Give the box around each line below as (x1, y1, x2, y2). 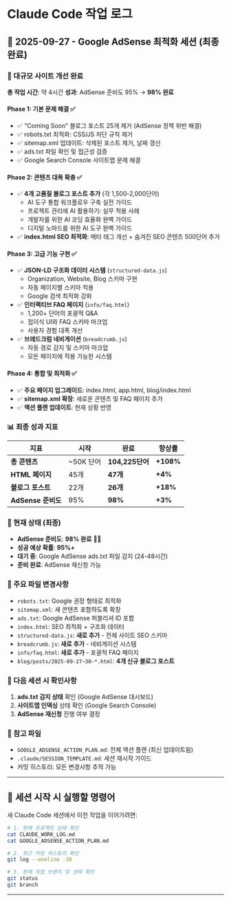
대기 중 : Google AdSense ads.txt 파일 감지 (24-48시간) (16, 552, 168, 561)
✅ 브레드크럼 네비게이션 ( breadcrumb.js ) (16, 335, 127, 343)
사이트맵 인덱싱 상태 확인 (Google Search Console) (16, 701, 157, 709)
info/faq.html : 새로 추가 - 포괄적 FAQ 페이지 (16, 648, 140, 656)
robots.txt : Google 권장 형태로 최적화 (16, 597, 122, 605)
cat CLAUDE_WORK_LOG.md (7, 830, 76, 838)
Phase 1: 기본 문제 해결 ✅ (7, 105, 76, 114)
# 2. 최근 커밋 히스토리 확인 (7, 850, 79, 857)
